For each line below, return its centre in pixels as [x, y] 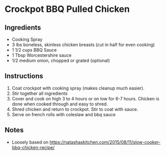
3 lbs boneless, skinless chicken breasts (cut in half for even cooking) [83, 45]
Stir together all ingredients [40, 93]
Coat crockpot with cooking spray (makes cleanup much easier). [78, 88]
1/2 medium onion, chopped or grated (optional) [61, 60]
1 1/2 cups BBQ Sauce [34, 50]
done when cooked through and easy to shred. [60, 104]
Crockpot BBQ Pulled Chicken [67, 9]
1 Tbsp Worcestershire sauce [41, 55]
